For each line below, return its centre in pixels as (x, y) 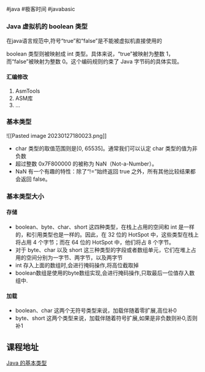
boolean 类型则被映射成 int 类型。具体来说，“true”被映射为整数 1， (90, 54)
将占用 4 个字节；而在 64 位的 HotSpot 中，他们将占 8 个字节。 (95, 242)
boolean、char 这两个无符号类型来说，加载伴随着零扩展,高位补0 (96, 311)
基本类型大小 (25, 196)
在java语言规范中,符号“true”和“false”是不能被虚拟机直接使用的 (84, 41)
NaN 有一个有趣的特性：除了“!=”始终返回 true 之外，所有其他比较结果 (103, 171)
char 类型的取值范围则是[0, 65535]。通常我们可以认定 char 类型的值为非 (106, 148)
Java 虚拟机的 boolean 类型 (47, 26)
